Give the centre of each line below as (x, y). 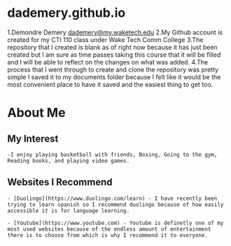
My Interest (33, 138)
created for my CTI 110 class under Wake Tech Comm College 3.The (105, 39)
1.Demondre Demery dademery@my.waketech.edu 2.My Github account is (115, 32)
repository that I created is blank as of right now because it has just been (113, 47)
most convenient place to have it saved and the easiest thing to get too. (110, 84)
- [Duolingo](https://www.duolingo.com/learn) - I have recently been (112, 198)
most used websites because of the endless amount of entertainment (109, 229)
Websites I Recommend (60, 183)
